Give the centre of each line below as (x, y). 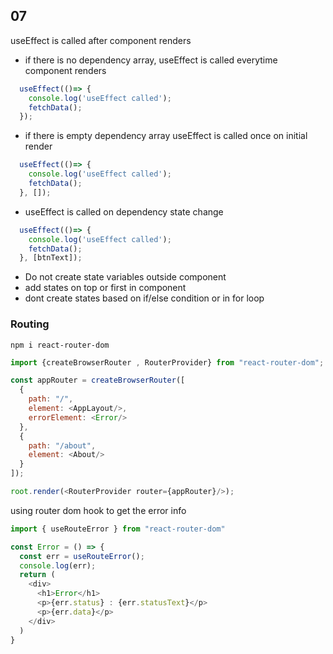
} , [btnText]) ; (51, 258)
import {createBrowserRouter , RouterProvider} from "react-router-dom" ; (167, 362)
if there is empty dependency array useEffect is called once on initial (166, 136)
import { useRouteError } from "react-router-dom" (118, 529)
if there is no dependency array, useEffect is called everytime (151, 60)
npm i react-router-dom (60, 345)
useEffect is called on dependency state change (124, 211)
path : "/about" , (62, 445)
